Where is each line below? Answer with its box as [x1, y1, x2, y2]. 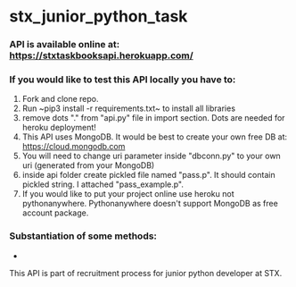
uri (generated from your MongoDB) [21, 160, 155, 171]
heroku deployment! [21, 122, 96, 133]
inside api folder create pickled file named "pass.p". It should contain [21, 170, 275, 181]
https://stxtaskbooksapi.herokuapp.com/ [9, 49, 193, 62]
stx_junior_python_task [9, 6, 188, 27]
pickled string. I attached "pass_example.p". [21, 179, 185, 190]
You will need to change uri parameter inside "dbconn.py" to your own [21, 150, 281, 162]
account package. [21, 207, 89, 218]
